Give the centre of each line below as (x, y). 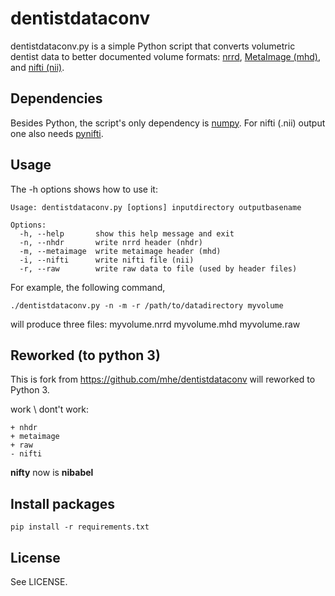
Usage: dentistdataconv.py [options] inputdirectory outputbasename (156, 207)
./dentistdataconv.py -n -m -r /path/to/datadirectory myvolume (147, 305)
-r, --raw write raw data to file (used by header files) (158, 268)
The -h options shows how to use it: (84, 189)
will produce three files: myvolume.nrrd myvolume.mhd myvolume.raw (155, 324)
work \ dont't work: (50, 409)
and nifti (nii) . (37, 67)
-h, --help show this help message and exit (127, 233)
